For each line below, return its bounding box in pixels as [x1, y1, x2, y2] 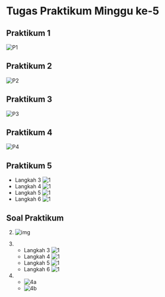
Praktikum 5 [6, 160, 53, 171]
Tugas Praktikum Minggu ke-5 [6, 4, 160, 18]
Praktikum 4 [6, 127, 53, 138]
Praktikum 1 [6, 28, 51, 38]
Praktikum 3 [6, 94, 53, 105]
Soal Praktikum [6, 213, 64, 223]
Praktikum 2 [6, 61, 53, 71]
